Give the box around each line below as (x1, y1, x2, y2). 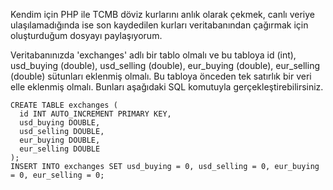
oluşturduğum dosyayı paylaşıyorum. (10, 30, 163, 41)
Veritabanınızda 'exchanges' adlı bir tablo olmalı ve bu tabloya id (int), (10, 49, 297, 61)
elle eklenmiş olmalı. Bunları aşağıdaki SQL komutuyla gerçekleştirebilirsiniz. (10, 81, 324, 93)
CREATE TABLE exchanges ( (10, 100, 118, 110)
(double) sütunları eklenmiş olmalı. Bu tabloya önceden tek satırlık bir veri (10, 70, 312, 82)
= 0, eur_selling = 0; (10, 170, 105, 180)
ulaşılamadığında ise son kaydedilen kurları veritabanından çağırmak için (10, 19, 309, 31)
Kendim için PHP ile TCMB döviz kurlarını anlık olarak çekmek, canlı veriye (10, 9, 316, 20)
